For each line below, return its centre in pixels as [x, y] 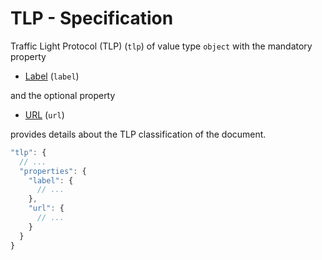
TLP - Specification [92, 18]
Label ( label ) [52, 76]
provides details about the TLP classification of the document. [138, 134]
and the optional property [63, 95]
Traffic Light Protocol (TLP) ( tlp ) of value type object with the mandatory [161, 46]
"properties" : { [53, 171]
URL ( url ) [44, 114]
